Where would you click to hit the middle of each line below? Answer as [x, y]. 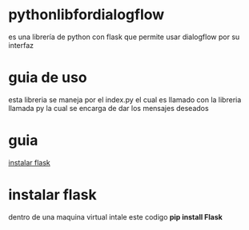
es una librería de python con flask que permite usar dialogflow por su [124, 37]
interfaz [21, 45]
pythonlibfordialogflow [86, 15]
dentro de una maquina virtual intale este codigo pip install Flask [115, 216]
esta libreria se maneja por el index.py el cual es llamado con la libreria [125, 99]
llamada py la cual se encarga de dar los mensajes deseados [109, 108]
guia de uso [48, 78]
